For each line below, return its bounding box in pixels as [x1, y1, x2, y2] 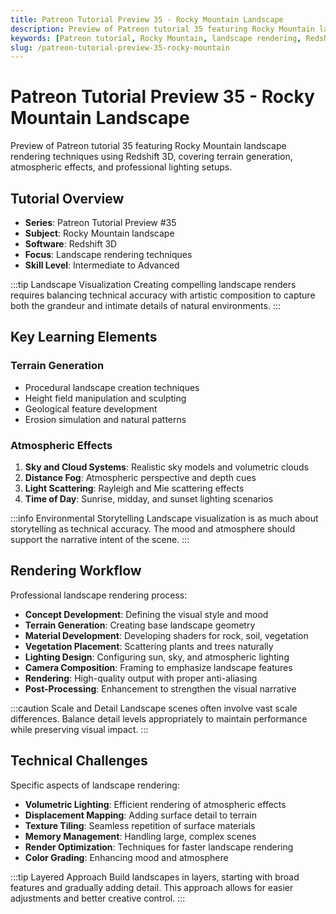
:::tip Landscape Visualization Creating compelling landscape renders [10, 279, 297, 290]
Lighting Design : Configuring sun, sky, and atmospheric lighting [24, 651, 290, 663]
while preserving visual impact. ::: [10, 723, 149, 735]
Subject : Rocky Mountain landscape [24, 227, 175, 239]
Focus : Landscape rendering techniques [24, 249, 193, 260]
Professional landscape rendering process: [10, 589, 188, 601]
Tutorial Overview [10, 190, 125, 207]
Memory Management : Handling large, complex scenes [24, 830, 257, 842]
